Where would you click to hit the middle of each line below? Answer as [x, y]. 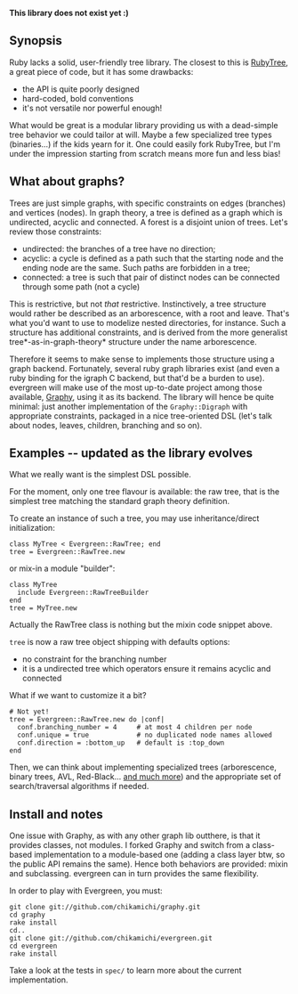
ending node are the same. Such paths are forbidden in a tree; [136, 267]
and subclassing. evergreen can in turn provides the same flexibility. [134, 874]
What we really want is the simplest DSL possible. [100, 475]
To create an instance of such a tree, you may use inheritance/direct [134, 518]
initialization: [32, 528]
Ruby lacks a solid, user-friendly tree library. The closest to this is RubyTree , [149, 62]
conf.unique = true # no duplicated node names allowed [145, 735]
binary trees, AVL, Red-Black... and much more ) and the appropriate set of [145, 777]
